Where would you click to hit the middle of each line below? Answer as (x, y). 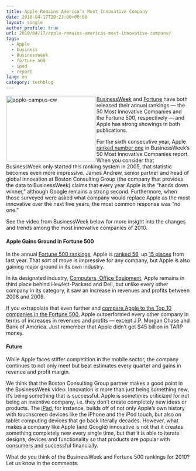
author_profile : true (32, 28)
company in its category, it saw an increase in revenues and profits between (98, 290)
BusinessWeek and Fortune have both (142, 99)
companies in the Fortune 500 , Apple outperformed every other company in (97, 314)
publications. (112, 130)
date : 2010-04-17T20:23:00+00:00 (47, 17)
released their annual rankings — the (141, 105)
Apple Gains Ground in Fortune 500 (50, 241)
